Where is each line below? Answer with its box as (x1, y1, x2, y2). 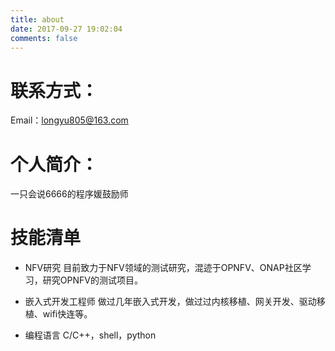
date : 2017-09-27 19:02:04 (10, 24, 123, 34)
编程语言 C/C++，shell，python (24, 329, 157, 341)
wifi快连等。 (42, 308, 93, 320)
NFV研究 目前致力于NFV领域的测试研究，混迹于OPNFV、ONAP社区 (24, 262, 303, 274)
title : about (10, 14, 65, 25)
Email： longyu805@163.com (10, 114, 129, 126)
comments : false (10, 33, 78, 43)
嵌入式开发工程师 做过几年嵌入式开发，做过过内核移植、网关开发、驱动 (24, 296, 317, 308)
